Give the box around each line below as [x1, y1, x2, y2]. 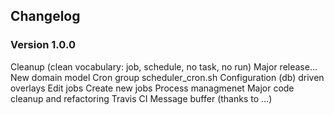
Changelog [10, 8, 81, 25]
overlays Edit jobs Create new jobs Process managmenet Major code [10, 82, 295, 94]
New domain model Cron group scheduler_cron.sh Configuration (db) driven [10, 71, 325, 83]
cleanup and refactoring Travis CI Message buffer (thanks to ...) [10, 92, 273, 104]
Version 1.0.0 [10, 38, 76, 52]
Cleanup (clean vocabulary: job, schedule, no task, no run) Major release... [10, 60, 318, 73]
